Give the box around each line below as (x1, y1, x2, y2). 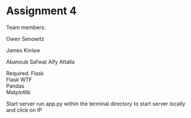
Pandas (6, 82, 25, 90)
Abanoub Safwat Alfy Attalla (6, 58, 75, 65)
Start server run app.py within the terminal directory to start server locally (6, 100, 186, 107)
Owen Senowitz (6, 35, 44, 42)
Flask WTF (6, 76, 33, 83)
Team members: (6, 24, 46, 31)
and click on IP (6, 106, 43, 113)
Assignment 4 (6, 4, 77, 18)
